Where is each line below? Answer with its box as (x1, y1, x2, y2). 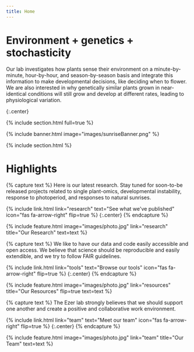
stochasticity (6, 46, 72, 59)
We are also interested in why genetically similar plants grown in (6, 84, 160, 91)
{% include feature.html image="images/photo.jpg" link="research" (6, 222, 168, 229)
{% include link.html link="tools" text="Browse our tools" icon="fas (6, 264, 168, 271)
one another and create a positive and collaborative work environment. (6, 305, 176, 312)
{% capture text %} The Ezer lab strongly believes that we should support (6, 299, 184, 306)
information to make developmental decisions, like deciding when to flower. (6, 78, 187, 85)
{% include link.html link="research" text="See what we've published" (6, 205, 175, 212)
